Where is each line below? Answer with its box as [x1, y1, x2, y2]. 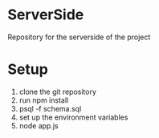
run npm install [18, 95, 69, 105]
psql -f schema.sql [18, 103, 82, 113]
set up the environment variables [18, 112, 128, 122]
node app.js [18, 120, 59, 130]
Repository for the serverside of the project [7, 32, 151, 42]
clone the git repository [18, 87, 97, 96]
